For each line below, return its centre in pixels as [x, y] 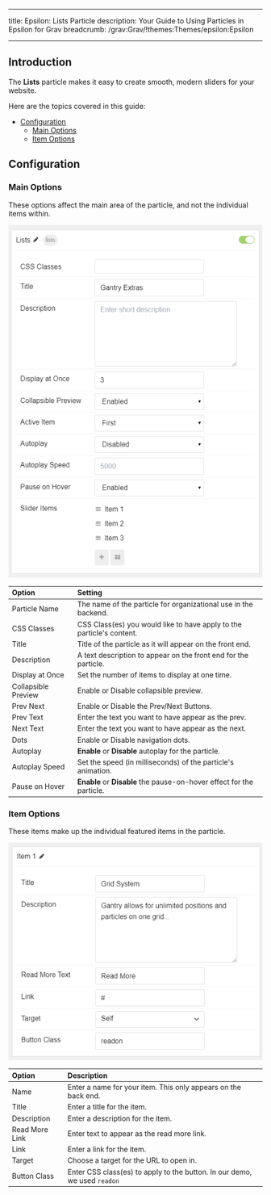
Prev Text [27, 717]
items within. [29, 213]
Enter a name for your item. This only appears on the [154, 1088]
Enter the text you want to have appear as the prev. [162, 717]
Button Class [33, 1176]
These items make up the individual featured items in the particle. [117, 832]
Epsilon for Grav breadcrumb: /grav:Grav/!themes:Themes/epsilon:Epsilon [131, 29]
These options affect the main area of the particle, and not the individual [128, 205]
